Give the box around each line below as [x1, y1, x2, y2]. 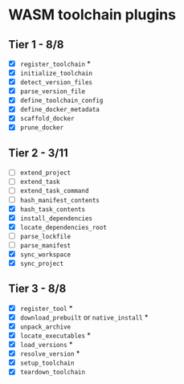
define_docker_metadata [19, 106, 100, 114]
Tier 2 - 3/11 [8, 146, 68, 160]
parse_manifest [19, 241, 72, 250]
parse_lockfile [19, 232, 72, 240]
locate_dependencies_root [19, 223, 107, 231]
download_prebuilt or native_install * [19, 312, 149, 322]
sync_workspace [19, 251, 72, 259]
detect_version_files [19, 79, 92, 87]
